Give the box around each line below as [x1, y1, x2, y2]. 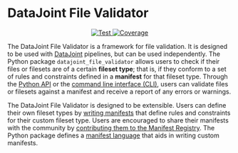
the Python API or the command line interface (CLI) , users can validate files [7, 79, 229, 88]
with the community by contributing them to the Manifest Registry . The [7, 123, 215, 132]
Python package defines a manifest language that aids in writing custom [7, 131, 219, 140]
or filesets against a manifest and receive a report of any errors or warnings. [7, 87, 232, 96]
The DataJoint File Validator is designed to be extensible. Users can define [7, 101, 227, 109]
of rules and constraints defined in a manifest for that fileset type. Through [7, 72, 228, 81]
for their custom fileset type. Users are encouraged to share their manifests [7, 115, 229, 125]
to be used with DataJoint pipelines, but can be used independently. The [7, 50, 221, 58]
